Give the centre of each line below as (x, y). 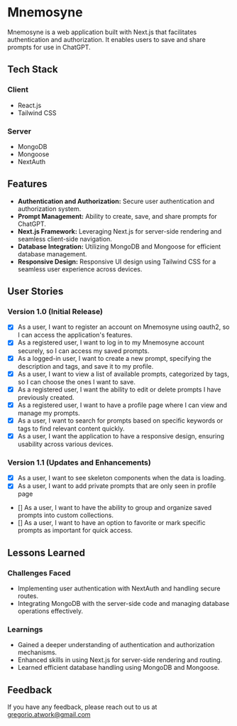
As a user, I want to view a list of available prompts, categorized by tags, (123, 374)
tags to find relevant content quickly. (71, 428)
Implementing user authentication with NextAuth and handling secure (119, 589)
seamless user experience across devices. (80, 269)
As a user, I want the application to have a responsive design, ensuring (121, 436)
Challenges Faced (39, 573)
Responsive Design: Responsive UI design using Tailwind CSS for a (117, 261)
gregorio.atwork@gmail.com (49, 715)
